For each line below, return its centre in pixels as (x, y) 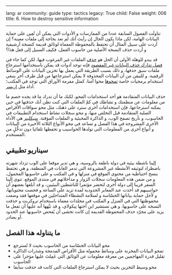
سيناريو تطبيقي (27, 150)
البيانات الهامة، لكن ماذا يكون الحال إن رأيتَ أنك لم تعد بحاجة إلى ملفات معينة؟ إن (83, 39)
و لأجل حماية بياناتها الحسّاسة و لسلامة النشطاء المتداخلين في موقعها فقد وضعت (81, 195)
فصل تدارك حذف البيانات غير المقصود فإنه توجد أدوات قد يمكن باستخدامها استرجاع (84, 65)
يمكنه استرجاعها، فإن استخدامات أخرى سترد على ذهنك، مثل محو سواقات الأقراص (83, 107)
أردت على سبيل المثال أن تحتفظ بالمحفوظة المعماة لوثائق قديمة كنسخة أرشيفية (82, 44)
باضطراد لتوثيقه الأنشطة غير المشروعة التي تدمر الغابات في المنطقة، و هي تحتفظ (83, 168)
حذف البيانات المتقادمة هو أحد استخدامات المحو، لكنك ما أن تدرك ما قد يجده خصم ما (86, 96)
